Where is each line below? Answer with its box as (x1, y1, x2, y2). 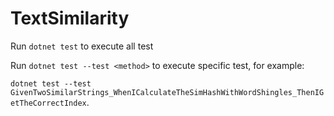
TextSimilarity (10, 7, 130, 30)
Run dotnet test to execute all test (10, 40, 154, 52)
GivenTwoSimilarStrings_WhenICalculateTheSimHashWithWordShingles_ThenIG (10, 87, 325, 97)
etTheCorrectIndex (10, 98, 87, 108)
